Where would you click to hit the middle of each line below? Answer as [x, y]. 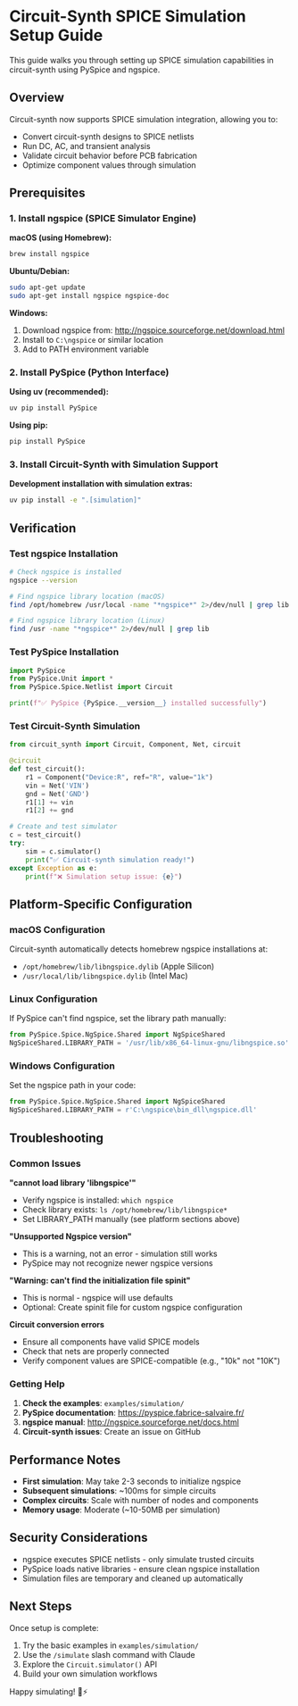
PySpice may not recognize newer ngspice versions [117, 1263]
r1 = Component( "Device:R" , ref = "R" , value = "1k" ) [120, 777]
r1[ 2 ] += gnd [50, 811]
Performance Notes [65, 1460]
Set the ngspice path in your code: [73, 1086]
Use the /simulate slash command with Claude [108, 1654]
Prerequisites [47, 193]
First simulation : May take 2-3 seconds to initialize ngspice [132, 1481]
